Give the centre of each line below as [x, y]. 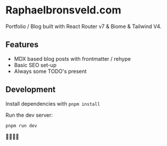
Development [31, 90]
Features [22, 45]
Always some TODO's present [50, 71]
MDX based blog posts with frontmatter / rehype [72, 58]
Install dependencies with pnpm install [53, 103]
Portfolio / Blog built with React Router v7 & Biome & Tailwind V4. [83, 26]
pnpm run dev [21, 126]
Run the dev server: [29, 115]
